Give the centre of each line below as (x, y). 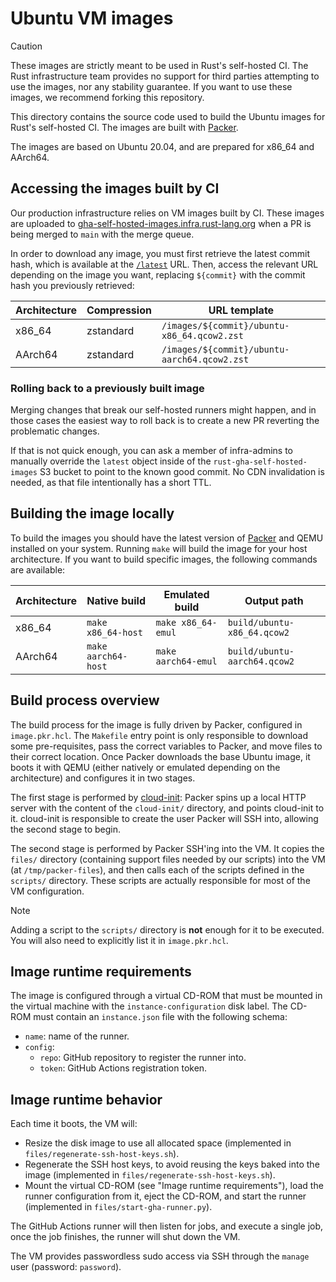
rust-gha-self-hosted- (260, 462)
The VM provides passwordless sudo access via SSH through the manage (160, 1256)
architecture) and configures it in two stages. (103, 778)
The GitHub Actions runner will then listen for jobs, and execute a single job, (167, 1226)
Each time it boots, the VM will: (74, 1124)
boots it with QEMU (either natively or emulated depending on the (145, 767)
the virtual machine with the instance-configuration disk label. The (149, 1006)
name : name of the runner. (77, 1036)
